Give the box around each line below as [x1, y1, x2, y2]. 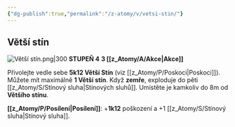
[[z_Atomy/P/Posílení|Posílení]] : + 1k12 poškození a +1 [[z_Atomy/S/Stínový [7, 105, 227, 113]
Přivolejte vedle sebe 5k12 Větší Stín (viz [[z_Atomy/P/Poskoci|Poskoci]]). [7, 68, 221, 77]
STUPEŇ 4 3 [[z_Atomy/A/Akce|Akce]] [69, 55, 184, 63]
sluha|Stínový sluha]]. [7, 112, 70, 120]
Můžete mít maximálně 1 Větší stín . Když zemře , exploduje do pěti [7, 76, 199, 84]
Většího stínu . [7, 91, 49, 99]
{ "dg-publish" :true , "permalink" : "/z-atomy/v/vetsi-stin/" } [7, 10, 184, 18]
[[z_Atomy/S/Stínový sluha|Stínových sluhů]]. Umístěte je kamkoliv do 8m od [7, 83, 229, 92]
